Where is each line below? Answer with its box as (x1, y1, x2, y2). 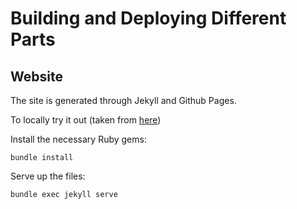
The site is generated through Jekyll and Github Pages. (10, 95, 237, 106)
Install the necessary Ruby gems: (10, 133, 147, 145)
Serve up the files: (10, 170, 86, 182)
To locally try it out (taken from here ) (10, 114, 162, 126)
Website (10, 68, 63, 85)
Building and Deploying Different (10, 7, 287, 30)
